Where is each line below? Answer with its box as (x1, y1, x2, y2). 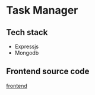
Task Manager (6, 4, 78, 17)
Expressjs (14, 43, 39, 50)
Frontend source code (6, 66, 90, 77)
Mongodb (14, 49, 39, 56)
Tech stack (6, 27, 48, 37)
